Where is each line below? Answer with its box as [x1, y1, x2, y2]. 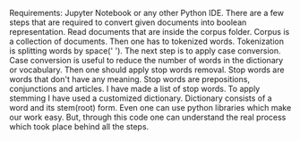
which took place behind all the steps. [9, 121, 150, 132]
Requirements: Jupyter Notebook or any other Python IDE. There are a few [9, 8, 285, 18]
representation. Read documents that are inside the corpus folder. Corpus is [9, 27, 290, 37]
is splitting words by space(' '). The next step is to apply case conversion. [9, 46, 281, 56]
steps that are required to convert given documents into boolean [9, 17, 247, 28]
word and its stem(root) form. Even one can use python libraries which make [9, 103, 292, 112]
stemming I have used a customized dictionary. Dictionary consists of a [9, 93, 272, 104]
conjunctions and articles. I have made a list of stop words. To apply [9, 84, 261, 94]
